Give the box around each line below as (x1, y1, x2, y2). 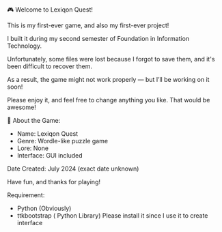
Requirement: (7, 191, 45, 199)
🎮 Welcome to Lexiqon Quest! (7, 5, 94, 14)
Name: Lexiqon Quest (16, 130, 79, 138)
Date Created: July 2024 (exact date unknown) (7, 164, 139, 173)
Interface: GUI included (16, 151, 83, 159)
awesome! (7, 103, 36, 111)
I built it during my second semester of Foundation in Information (7, 35, 190, 42)
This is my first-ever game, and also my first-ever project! (7, 21, 169, 29)
